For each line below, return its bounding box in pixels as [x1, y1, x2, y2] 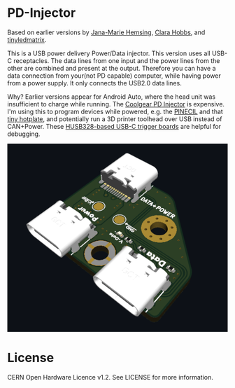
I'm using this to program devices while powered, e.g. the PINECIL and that [7, 107, 224, 116]
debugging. [7, 130, 41, 138]
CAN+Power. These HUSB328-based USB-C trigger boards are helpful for [7, 122, 222, 130]
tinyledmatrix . [7, 35, 47, 43]
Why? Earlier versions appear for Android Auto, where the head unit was [7, 92, 215, 101]
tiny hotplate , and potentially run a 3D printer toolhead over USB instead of [7, 114, 222, 123]
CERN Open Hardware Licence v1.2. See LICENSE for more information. [7, 373, 213, 381]
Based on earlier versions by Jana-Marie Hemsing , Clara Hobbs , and [7, 28, 206, 36]
